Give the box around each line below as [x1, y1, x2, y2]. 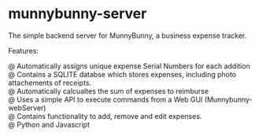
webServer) [8, 103, 46, 113]
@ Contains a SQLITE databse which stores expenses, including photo [8, 69, 237, 79]
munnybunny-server [8, 5, 147, 23]
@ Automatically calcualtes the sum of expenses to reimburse [8, 86, 209, 95]
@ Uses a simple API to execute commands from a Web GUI [8, 94, 203, 104]
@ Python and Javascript [8, 120, 91, 129]
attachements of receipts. [8, 78, 92, 87]
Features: [8, 46, 39, 55]
